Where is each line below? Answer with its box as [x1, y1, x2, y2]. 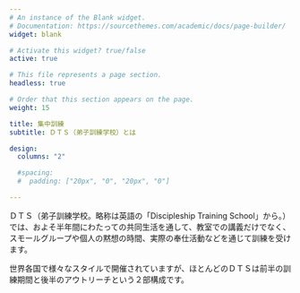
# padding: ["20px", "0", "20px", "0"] [17, 177, 170, 186]
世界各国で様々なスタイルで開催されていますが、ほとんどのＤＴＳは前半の [9, 263, 284, 273]
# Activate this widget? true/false [9, 46, 146, 55]
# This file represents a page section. [9, 71, 163, 80]
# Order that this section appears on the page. [9, 95, 194, 104]
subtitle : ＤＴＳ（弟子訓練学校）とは [9, 127, 137, 137]
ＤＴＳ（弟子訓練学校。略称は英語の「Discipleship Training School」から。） [9, 210, 291, 220]
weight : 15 [9, 103, 50, 112]
